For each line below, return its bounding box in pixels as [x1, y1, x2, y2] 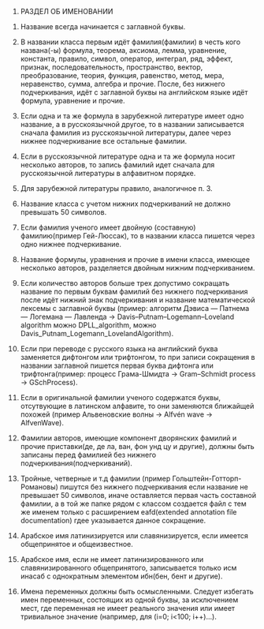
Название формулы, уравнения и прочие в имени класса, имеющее [20, 255, 251, 264]
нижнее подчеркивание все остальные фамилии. [20, 137, 188, 145]
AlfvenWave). [20, 418, 64, 427]
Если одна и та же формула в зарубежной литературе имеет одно [20, 111, 244, 121]
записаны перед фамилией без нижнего [20, 450, 157, 459]
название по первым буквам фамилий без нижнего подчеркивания [20, 287, 248, 296]
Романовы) [20, 482, 58, 492]
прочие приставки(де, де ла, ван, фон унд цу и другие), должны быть [20, 442, 255, 451]
